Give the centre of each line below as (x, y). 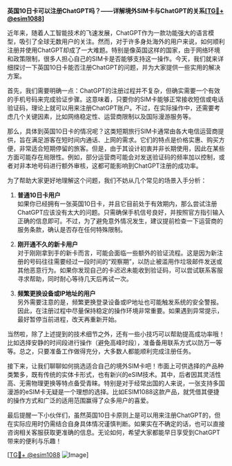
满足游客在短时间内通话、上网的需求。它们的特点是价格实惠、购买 (125, 140)
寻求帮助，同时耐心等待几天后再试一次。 (75, 279)
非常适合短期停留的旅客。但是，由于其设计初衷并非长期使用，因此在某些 (122, 148)
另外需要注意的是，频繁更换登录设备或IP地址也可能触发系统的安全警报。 (120, 302)
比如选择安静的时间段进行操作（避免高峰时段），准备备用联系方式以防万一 (112, 342)
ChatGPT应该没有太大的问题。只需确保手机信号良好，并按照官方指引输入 (121, 212)
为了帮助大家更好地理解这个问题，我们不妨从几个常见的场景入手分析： (107, 180)
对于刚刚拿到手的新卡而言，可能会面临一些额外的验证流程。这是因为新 (117, 253)
